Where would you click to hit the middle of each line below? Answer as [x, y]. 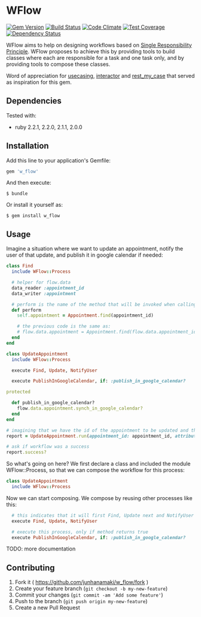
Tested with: [22, 115]
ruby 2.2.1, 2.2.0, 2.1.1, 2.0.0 [48, 127]
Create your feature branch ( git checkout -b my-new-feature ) [91, 589]
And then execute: [29, 183]
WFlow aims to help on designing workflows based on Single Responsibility [99, 45]
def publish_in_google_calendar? [53, 403]
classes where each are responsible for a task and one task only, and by [95, 58]
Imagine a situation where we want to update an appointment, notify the [95, 249]
